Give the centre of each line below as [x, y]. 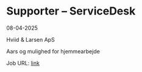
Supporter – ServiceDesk [71, 11]
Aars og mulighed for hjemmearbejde [53, 51]
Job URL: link [23, 63]
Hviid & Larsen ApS [30, 39]
